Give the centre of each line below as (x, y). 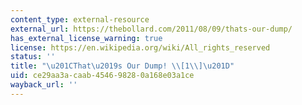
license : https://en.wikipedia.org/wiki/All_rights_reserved (140, 47)
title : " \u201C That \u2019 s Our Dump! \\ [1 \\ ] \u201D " (122, 66)
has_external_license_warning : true (86, 38)
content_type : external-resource (80, 19)
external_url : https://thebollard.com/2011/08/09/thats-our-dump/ (151, 29)
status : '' (33, 57)
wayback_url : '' (44, 85)
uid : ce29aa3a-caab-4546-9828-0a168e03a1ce (102, 76)
